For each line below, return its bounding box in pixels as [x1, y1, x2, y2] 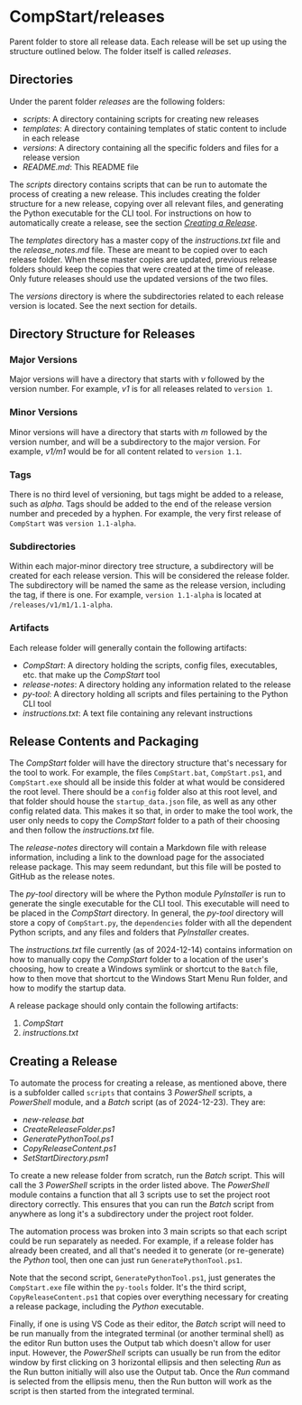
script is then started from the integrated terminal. [9, 1386, 195, 1397]
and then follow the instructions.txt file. [9, 824, 155, 836]
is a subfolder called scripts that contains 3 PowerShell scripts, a [9, 1087, 252, 1098]
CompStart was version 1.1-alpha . [9, 517, 137, 529]
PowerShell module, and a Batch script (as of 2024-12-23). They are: [9, 1097, 266, 1108]
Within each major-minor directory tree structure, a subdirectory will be [9, 561, 274, 572]
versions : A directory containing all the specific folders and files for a [22, 142, 279, 153]
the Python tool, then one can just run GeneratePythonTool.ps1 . [9, 1255, 243, 1266]
